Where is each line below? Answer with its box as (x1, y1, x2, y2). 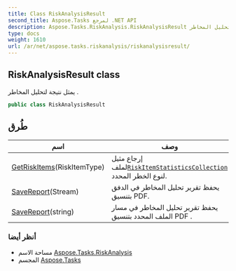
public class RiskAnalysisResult (8, 101, 106, 108)
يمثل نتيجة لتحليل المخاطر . (8, 87, 79, 95)
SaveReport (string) (11, 206, 74, 216)
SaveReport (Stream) (11, 187, 79, 197)
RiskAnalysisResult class (8, 69, 120, 81)
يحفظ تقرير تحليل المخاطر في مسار (111, 202, 218, 212)
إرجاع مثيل (111, 153, 143, 163)
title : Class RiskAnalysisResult (8, 10, 106, 18)
